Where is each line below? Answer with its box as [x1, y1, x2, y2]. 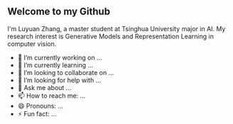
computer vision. [7, 39, 57, 48]
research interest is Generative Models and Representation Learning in [7, 32, 215, 40]
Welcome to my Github [7, 6, 111, 18]
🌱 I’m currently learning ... [17, 60, 94, 69]
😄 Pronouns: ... [17, 101, 64, 110]
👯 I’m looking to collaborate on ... [17, 68, 114, 77]
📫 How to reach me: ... [17, 91, 86, 100]
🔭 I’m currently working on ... [17, 53, 102, 62]
